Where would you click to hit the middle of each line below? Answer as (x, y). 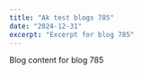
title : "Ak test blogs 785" (62, 18)
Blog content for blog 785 (57, 60)
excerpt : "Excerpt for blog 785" (72, 34)
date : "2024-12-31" (46, 26)
